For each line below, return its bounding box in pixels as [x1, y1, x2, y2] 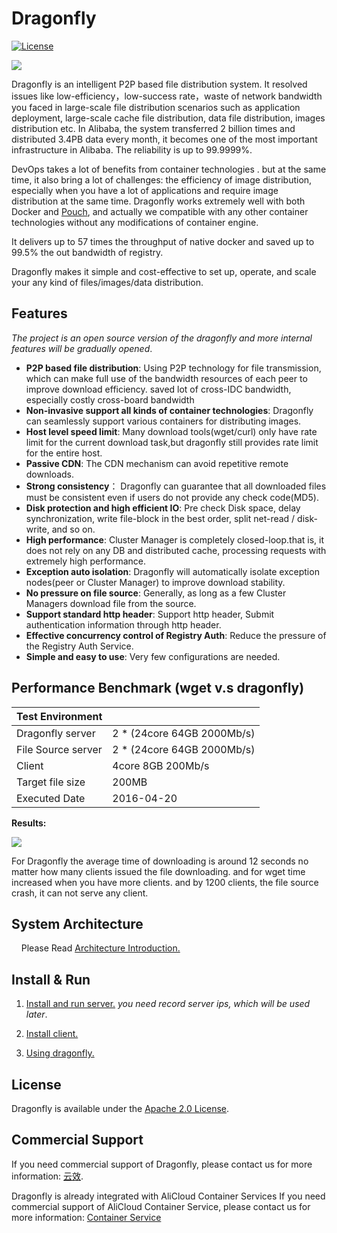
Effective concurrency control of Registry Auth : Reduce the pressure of [25, 629, 327, 641]
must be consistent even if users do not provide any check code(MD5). [25, 491, 319, 503]
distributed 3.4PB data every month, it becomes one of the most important [11, 133, 318, 145]
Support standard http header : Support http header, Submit [25, 608, 275, 620]
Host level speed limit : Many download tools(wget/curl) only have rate [25, 425, 318, 437]
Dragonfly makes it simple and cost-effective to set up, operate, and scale [11, 265, 317, 277]
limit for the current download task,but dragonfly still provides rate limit [25, 436, 319, 448]
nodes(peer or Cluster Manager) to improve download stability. [25, 576, 286, 588]
